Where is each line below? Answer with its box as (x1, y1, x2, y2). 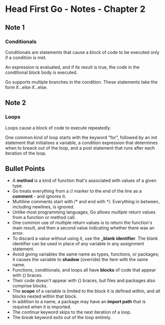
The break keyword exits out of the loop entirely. (12, 315, 111, 321)
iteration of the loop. (5, 150, 47, 156)
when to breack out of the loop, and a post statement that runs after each (5, 145, 155, 151)
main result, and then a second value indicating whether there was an (12, 225, 155, 231)
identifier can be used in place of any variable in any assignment (12, 241, 144, 247)
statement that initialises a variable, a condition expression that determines (5, 140, 158, 146)
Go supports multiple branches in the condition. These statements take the (5, 79, 158, 85)
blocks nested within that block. (12, 293, 78, 299)
